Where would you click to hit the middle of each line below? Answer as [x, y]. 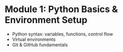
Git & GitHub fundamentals [40, 44]
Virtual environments [34, 39]
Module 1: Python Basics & [61, 9]
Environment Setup [46, 20]
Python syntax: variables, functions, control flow [63, 34]
